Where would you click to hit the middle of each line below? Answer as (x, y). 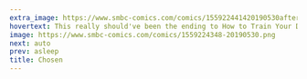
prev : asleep (34, 52)
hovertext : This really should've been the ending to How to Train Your (151, 26)
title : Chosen (37, 60)
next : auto (30, 43)
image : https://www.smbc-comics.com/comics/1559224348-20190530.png (143, 35)
